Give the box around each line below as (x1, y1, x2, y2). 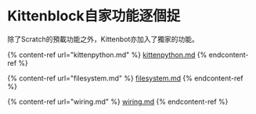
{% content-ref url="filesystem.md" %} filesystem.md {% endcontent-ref (7, 73, 243, 83)
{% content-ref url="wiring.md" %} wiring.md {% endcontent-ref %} (7, 97, 229, 106)
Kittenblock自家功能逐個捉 (7, 7, 181, 25)
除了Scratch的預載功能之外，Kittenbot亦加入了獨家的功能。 (7, 34, 199, 44)
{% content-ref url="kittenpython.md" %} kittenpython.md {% (7, 50, 207, 59)
